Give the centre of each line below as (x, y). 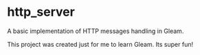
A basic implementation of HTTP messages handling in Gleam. (96, 31)
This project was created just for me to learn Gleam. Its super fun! (100, 44)
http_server (41, 12)
